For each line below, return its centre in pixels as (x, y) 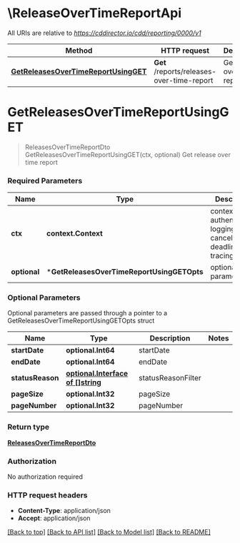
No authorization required (45, 477)
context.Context (75, 233)
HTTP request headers (47, 495)
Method (79, 50)
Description (170, 338)
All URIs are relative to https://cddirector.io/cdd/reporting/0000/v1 (104, 33)
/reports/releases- (185, 71)
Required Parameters (45, 181)
